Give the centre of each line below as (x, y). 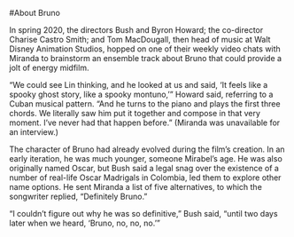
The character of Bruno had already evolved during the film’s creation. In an (147, 149)
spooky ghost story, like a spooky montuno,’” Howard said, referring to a (141, 94)
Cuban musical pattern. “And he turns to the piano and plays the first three (145, 104)
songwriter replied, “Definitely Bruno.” (78, 196)
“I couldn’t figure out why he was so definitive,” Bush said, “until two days (143, 213)
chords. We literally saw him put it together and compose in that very (135, 113)
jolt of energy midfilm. (49, 67)
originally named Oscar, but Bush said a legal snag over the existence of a (144, 168)
